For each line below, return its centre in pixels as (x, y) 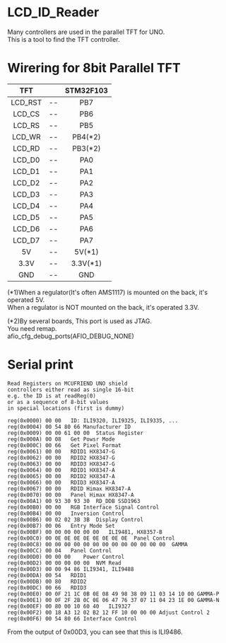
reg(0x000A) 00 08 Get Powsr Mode (61, 439)
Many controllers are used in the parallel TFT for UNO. (86, 32)
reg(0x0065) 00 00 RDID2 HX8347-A (61, 476)
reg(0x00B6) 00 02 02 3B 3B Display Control (75, 520)
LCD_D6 (26, 228)
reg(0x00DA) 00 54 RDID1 (47, 575)
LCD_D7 (26, 240)
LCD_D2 (26, 183)
